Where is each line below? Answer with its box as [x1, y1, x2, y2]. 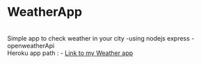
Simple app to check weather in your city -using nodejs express [7, 34, 190, 42]
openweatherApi [7, 41, 55, 50]
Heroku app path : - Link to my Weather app [7, 49, 134, 57]
